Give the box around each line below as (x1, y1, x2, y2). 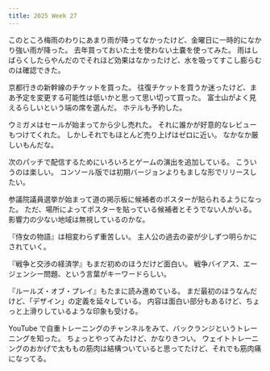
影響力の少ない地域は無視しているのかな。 (8, 215, 150, 224)
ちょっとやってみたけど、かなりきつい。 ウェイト (66, 333, 231, 343)
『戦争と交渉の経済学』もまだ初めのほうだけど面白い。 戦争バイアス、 (8, 259, 243, 269)
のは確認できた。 (8, 65, 65, 75)
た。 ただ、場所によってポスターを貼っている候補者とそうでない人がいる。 (8, 204, 256, 214)
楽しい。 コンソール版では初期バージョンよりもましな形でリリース (29, 167, 250, 177)
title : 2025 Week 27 (8, 11, 78, 20)
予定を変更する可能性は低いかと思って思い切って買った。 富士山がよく (15, 92, 250, 102)
